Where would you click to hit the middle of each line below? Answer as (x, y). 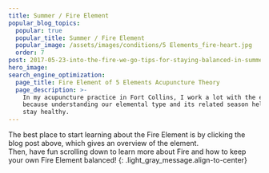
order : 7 (30, 53)
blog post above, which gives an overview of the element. (103, 143)
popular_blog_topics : (44, 23)
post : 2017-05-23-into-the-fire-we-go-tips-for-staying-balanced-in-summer (137, 61)
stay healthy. (46, 112)
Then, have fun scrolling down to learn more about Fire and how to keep (127, 151)
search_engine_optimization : (57, 75)
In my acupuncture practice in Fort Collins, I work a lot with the (139, 97)
